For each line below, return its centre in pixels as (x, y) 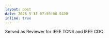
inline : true (18, 18)
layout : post (18, 9)
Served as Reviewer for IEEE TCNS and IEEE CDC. (55, 32)
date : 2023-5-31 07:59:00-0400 (37, 14)
